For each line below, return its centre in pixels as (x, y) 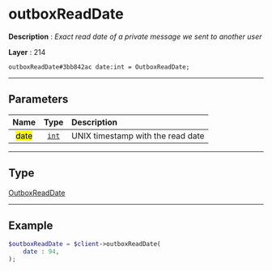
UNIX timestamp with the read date (138, 136)
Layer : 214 (27, 52)
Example (31, 225)
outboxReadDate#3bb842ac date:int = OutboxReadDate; (99, 67)
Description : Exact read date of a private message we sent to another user (135, 36)
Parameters (38, 99)
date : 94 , (41, 252)
